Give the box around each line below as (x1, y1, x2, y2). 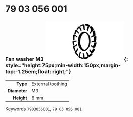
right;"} (52, 68, 72, 75)
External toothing (31, 81, 67, 87)
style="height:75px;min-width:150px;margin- (5, 62, 121, 69)
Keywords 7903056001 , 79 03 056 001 (5, 106, 82, 112)
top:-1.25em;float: (5, 68, 52, 75)
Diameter (7, 88, 28, 94)
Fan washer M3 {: (5, 56, 128, 63)
